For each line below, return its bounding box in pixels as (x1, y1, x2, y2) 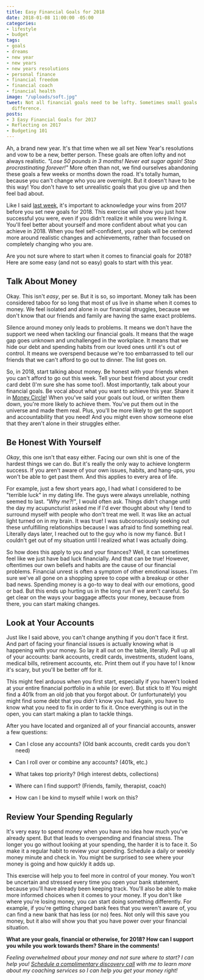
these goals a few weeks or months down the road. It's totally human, (6, 171, 181, 177)
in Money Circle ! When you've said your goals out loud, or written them (6, 393, 185, 401)
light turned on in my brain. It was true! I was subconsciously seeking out (6, 517, 190, 524)
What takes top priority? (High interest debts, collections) (15, 770, 159, 778)
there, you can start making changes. (6, 600, 100, 607)
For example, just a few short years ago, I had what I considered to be (6, 485, 181, 492)
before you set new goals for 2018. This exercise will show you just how (6, 208, 187, 215)
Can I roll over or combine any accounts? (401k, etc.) (15, 759, 148, 766)
